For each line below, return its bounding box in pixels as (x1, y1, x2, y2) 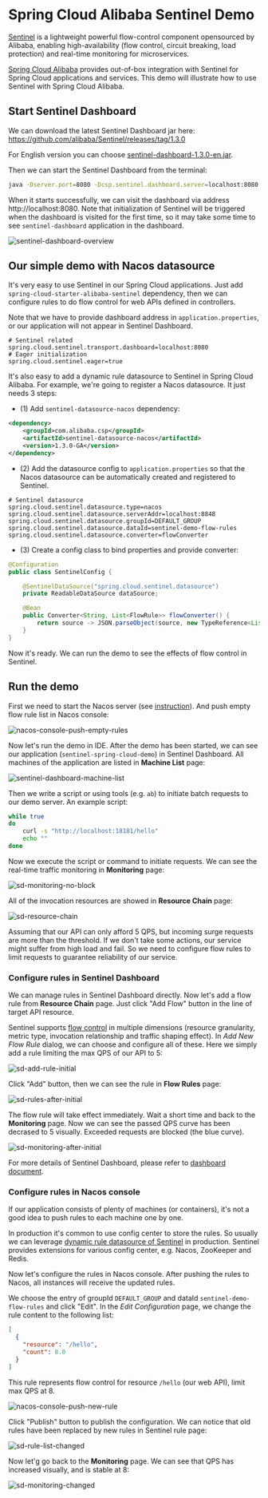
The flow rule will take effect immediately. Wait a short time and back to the (8, 1110, 256, 1120)
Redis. (8, 1254, 30, 1263)
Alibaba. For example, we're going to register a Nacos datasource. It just (8, 380, 246, 390)
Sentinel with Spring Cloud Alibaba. (8, 81, 125, 91)
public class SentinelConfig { (8, 568, 112, 576)
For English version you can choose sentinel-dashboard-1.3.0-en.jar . (8, 149, 234, 159)
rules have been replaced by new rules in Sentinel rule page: (8, 1425, 207, 1435)
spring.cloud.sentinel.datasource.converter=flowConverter (8, 531, 209, 539)
